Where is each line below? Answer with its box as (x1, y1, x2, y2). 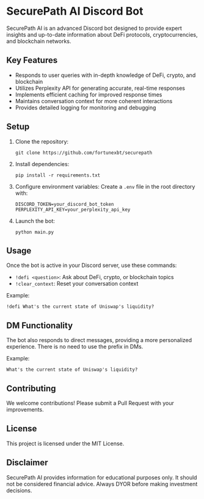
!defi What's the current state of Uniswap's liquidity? (6, 304, 155, 310)
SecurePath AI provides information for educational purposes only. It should (6, 473, 197, 481)
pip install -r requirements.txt (15, 172, 101, 178)
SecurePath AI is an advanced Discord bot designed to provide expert (6, 24, 182, 32)
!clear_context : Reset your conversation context (15, 280, 139, 288)
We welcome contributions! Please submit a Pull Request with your (6, 399, 174, 407)
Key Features (6, 55, 58, 65)
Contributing (6, 383, 56, 393)
